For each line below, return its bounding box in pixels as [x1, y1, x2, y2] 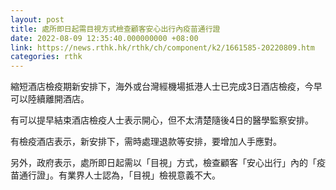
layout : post [10, 14, 65, 25]
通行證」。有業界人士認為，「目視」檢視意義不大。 [18, 169, 221, 181]
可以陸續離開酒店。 [10, 93, 90, 105]
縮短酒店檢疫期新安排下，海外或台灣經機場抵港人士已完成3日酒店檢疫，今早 [10, 81, 323, 93]
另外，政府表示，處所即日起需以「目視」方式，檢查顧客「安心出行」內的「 [10, 157, 317, 169]
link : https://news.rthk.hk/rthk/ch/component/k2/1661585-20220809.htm [10, 42, 315, 53]
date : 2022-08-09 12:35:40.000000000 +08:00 [10, 33, 199, 43]
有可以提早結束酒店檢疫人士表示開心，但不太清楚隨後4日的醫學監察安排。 [10, 114, 315, 126]
